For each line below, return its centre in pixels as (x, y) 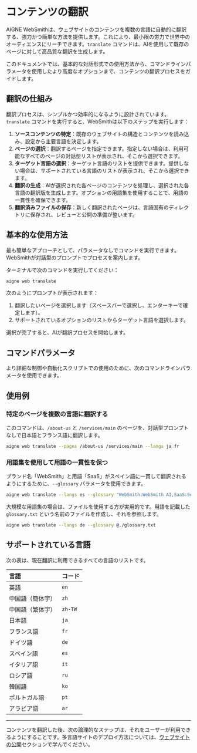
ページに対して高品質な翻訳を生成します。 (57, 51)
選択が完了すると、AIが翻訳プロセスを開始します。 (67, 333)
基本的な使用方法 (37, 235)
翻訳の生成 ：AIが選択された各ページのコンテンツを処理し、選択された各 (102, 185)
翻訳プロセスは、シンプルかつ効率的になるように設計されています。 (88, 114)
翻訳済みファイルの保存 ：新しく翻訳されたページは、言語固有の (91, 207)
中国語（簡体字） (33, 598)
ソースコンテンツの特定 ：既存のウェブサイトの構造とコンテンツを (94, 134)
